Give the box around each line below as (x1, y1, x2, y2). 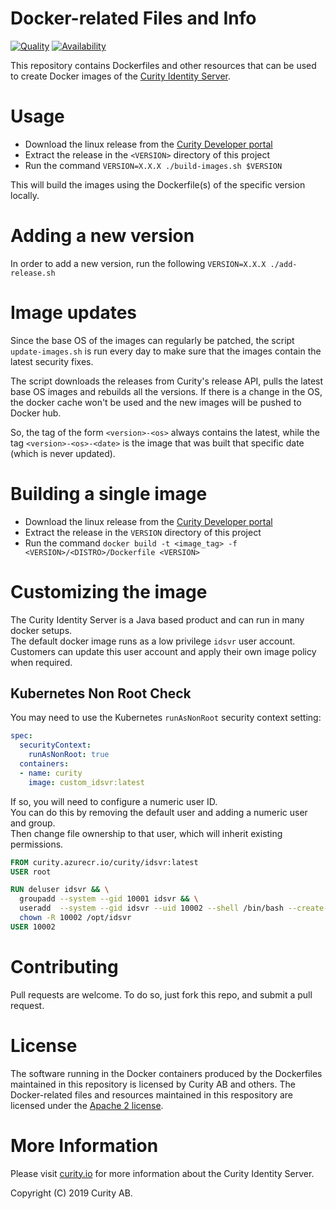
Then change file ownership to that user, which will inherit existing (10, 827, 283, 839)
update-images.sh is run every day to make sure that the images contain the (10, 345, 322, 357)
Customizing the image (10, 580, 208, 603)
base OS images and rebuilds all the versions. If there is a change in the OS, (10, 385, 323, 397)
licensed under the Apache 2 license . (10, 1099, 164, 1111)
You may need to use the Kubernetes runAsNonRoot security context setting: (10, 712, 322, 724)
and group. (10, 817, 56, 829)
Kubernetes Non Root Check (10, 685, 192, 702)
